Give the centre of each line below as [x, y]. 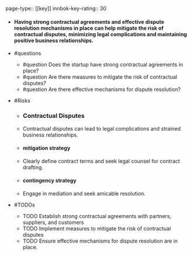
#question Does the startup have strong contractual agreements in [103, 65]
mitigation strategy [46, 148]
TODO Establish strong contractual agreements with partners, [97, 216]
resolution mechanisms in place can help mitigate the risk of [89, 28]
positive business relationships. [54, 40]
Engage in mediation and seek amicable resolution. [84, 193]
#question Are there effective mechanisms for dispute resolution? [101, 89]
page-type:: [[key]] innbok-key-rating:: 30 [56, 8]
